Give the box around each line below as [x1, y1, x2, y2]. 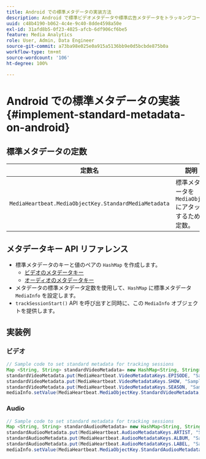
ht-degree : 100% [6, 60, 48, 66]
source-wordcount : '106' [6, 55, 70, 61]
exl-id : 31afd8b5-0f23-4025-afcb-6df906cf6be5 [6, 26, 128, 33]
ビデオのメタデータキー [24, 269, 84, 276]
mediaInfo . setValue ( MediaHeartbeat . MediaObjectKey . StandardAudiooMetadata [6, 446, 202, 453]
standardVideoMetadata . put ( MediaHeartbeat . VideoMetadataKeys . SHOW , [6, 378, 183, 384]
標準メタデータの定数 [6, 147, 87, 157]
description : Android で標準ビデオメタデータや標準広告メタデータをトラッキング [6, 15, 192, 21]
